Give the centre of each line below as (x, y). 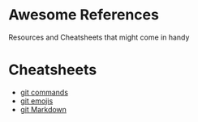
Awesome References (84, 15)
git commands (44, 92)
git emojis (37, 101)
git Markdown (43, 109)
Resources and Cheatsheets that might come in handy (99, 37)
